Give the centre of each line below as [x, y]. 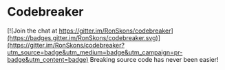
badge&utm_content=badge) [48, 59]
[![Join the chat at [32, 31]
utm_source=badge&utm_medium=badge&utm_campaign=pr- [95, 52]
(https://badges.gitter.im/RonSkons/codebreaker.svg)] [84, 37]
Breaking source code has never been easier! [154, 59]
